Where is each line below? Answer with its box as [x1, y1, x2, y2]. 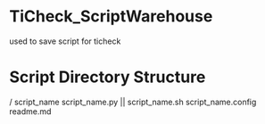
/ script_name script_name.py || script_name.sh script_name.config [9, 96, 257, 107]
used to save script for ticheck [9, 36, 121, 46]
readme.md [9, 105, 52, 117]
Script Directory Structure [9, 67, 206, 87]
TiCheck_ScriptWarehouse [9, 6, 213, 27]
